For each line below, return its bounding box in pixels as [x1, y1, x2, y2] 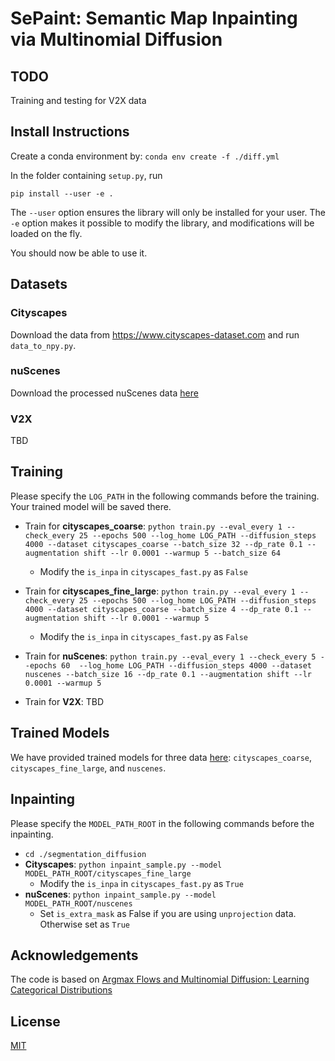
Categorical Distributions [10, 984, 113, 996]
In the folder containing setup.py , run [10, 169, 163, 181]
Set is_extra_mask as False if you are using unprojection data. [39, 907, 297, 919]
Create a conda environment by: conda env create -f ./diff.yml [10, 150, 280, 162]
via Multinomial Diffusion [10, 28, 223, 51]
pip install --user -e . [10, 188, 114, 199]
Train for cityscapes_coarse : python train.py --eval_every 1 [24, 520, 283, 532]
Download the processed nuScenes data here [10, 387, 199, 399]
